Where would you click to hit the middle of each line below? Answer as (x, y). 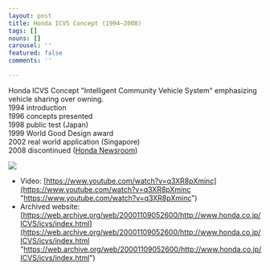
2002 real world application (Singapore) (74, 141)
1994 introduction (37, 107)
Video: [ (33, 181)
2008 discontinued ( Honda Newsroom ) (73, 150)
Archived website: (50, 207)
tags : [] (23, 31)
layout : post (30, 16)
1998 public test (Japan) (49, 125)
